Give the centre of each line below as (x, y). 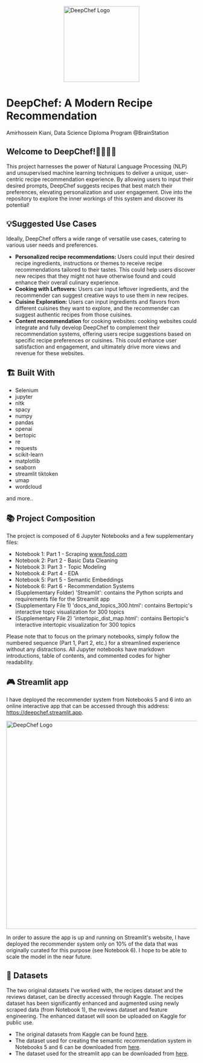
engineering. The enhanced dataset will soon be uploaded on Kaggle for (96, 1016)
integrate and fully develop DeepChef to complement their (87, 327)
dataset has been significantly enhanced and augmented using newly (93, 1003)
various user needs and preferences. (52, 245)
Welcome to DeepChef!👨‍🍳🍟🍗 (61, 152)
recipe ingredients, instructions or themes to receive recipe (89, 263)
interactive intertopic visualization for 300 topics (75, 625)
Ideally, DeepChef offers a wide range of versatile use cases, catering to (96, 238)
